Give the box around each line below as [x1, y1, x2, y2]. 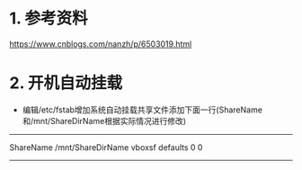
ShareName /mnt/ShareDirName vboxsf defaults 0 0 [9, 141, 203, 153]
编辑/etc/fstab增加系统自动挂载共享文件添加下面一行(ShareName [22, 104, 263, 115]
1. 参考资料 [9, 8, 88, 29]
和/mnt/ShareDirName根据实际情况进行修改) [22, 115, 187, 126]
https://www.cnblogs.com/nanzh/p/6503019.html [9, 38, 192, 49]
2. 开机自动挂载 [9, 73, 123, 94]
